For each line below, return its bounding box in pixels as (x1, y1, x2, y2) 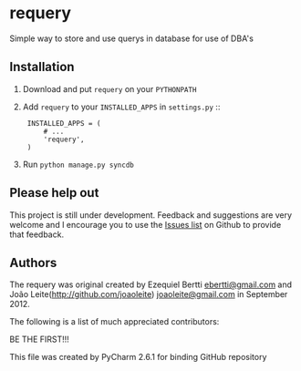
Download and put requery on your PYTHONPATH (22, 83, 197, 94)
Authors (9, 254, 57, 271)
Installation (9, 59, 75, 75)
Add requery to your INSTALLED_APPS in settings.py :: (22, 101, 221, 112)
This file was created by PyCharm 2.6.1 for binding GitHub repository (9, 352, 267, 363)
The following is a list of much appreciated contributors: (9, 316, 220, 327)
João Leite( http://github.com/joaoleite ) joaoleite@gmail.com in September (9, 289, 288, 300)
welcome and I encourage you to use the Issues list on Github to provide (9, 219, 282, 230)
